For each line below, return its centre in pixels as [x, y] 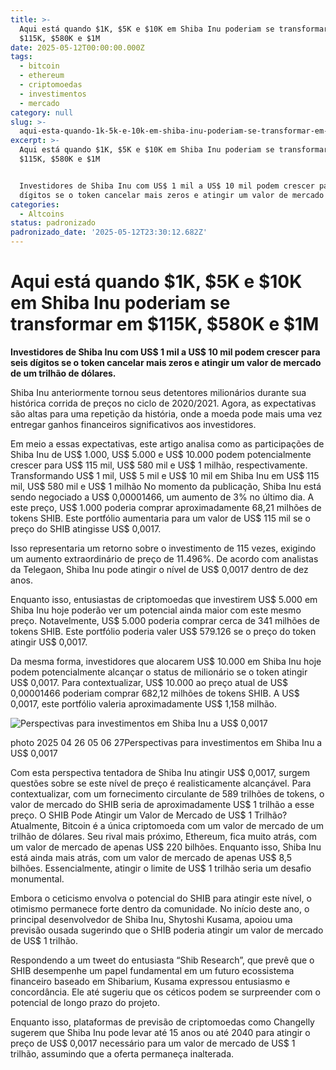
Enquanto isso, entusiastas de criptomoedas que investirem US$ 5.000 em [164, 599]
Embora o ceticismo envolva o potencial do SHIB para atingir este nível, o [161, 898]
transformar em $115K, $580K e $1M [165, 324]
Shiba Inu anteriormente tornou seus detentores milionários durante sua [158, 392]
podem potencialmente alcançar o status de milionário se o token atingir [159, 672]
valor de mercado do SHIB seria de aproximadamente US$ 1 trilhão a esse [162, 804]
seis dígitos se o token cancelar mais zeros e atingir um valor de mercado [166, 362]
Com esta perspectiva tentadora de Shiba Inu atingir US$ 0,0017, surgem [160, 772]
